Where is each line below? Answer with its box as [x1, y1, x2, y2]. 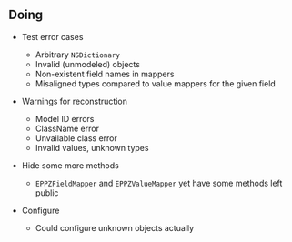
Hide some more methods [21, 159, 119, 171]
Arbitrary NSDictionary [35, 49, 120, 60]
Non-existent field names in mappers [35, 68, 175, 79]
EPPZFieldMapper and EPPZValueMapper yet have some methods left [35, 177, 283, 188]
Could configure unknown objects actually [35, 222, 195, 233]
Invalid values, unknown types [35, 142, 149, 153]
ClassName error [35, 123, 99, 134]
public [35, 187, 59, 198]
